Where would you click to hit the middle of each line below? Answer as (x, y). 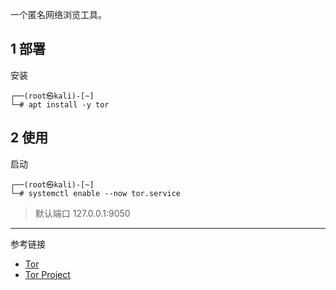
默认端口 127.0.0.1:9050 (82, 213)
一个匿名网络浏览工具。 (58, 14)
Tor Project (47, 274)
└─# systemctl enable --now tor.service (96, 193)
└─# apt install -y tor (60, 104)
